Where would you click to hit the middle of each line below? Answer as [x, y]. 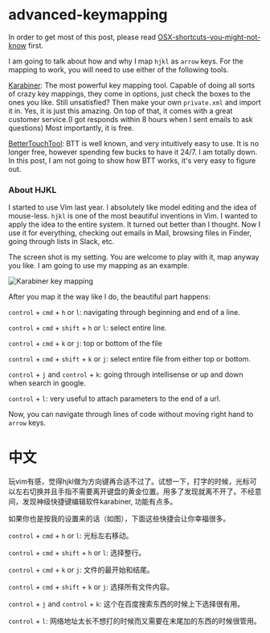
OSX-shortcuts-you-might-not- [209, 37]
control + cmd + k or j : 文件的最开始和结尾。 [81, 570]
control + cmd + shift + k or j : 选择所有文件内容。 [91, 587]
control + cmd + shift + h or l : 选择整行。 [77, 553]
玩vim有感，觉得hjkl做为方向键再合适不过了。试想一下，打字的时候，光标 [129, 482]
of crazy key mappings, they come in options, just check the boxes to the [129, 93]
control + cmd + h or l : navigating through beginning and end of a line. [125, 312]
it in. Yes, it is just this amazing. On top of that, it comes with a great [121, 111]
